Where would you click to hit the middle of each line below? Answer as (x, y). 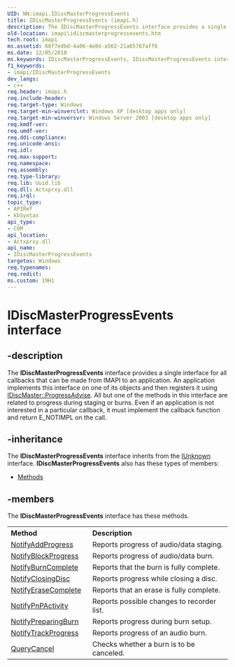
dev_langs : (23, 79)
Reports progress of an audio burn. (150, 633)
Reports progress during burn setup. (152, 622)
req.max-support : (33, 157)
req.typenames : (29, 267)
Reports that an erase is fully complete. (156, 590)
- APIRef (20, 209)
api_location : (28, 235)
